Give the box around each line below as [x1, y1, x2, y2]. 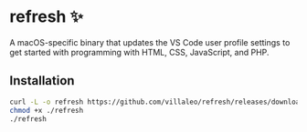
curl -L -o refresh [9, 97, 84, 107]
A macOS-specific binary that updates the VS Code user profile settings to [9, 36, 291, 47]
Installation [9, 73, 75, 88]
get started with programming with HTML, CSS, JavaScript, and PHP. [9, 46, 270, 57]
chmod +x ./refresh [9, 106, 84, 115]
